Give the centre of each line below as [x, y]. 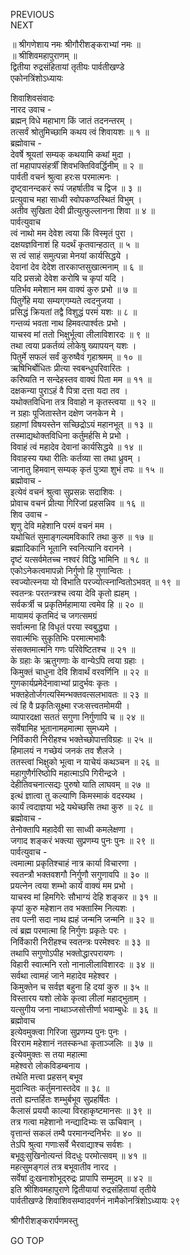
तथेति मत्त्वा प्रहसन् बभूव [46, 1077]
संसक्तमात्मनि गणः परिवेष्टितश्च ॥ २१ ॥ [73, 649]
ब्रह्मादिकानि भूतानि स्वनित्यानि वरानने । [71, 548]
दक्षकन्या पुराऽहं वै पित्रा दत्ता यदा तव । [69, 390]
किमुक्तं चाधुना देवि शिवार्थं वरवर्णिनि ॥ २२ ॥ [79, 672]
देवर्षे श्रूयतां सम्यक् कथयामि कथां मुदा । [71, 154]
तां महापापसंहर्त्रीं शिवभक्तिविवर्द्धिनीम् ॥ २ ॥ [76, 165]
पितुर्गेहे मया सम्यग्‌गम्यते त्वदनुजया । [66, 300]
